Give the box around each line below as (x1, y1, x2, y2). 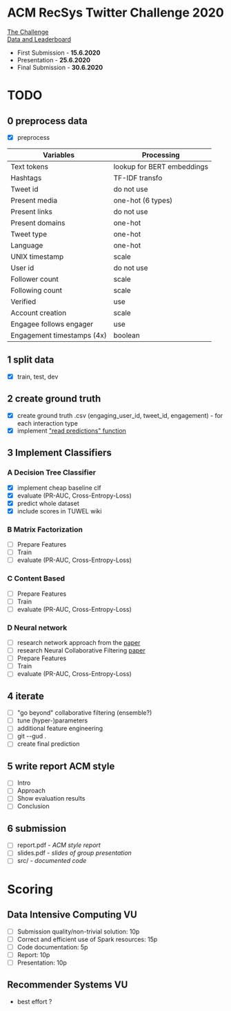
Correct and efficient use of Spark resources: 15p (17, 935, 158, 943)
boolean (113, 331, 140, 340)
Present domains (10, 218, 66, 228)
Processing (141, 150, 181, 160)
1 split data (7, 354, 54, 366)
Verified (10, 297, 37, 306)
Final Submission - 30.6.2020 (17, 63, 103, 71)
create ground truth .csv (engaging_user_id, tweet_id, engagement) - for (17, 411, 223, 419)
